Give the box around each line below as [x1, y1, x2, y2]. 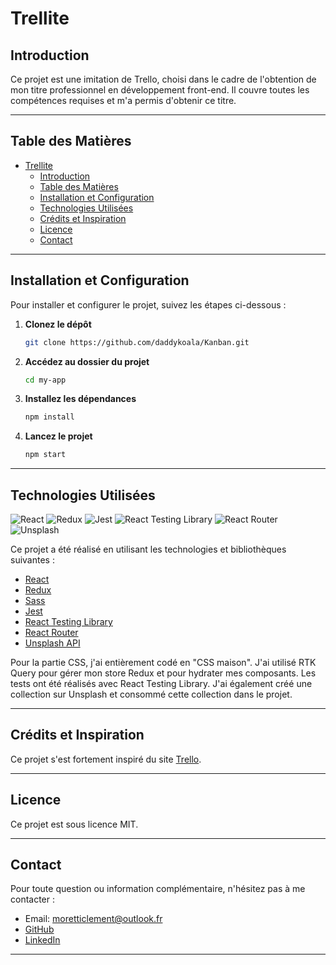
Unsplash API [24, 637, 81, 649]
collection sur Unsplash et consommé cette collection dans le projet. [10, 688, 293, 700]
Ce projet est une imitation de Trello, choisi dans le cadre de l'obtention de [10, 73, 317, 85]
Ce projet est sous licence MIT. [10, 818, 139, 830]
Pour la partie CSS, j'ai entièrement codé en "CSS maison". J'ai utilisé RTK [10, 656, 317, 668]
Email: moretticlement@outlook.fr [24, 913, 163, 925]
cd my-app [24, 375, 67, 385]
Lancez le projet [24, 430, 93, 442]
